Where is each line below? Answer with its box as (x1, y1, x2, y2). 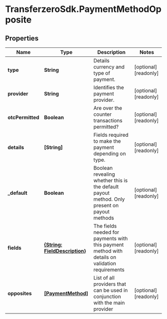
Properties (5, 34, 39, 42)
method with (93, 248, 123, 254)
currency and (93, 63, 125, 70)
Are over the (93, 105, 123, 111)
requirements (93, 266, 125, 273)
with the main (93, 300, 125, 306)
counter (93, 111, 112, 118)
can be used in (93, 287, 128, 294)
